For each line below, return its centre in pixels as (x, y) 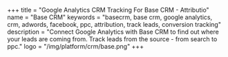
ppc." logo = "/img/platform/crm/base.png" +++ (75, 46)
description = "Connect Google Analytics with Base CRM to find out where (113, 32)
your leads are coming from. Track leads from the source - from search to (112, 39)
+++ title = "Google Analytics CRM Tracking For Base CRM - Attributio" (108, 10)
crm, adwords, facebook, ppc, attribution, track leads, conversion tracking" (114, 24)
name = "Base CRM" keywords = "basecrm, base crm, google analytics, (110, 17)
